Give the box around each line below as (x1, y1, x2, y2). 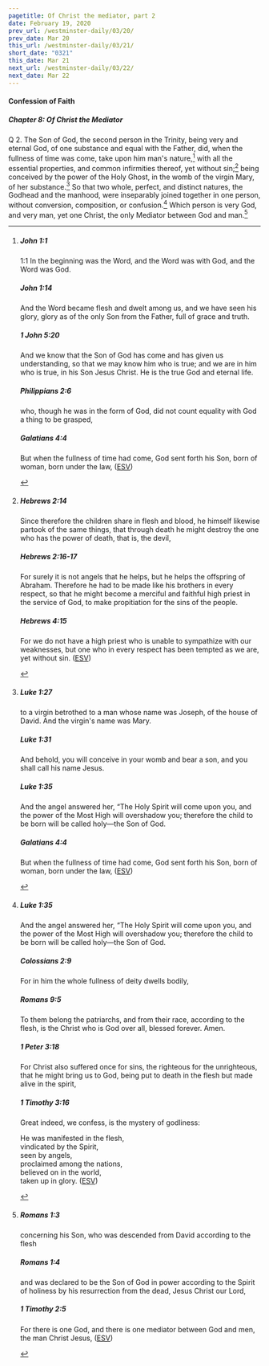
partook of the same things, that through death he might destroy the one (19, 525, 259, 534)
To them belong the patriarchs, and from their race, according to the (19, 1015, 246, 1024)
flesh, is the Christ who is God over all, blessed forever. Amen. (19, 1024, 226, 1033)
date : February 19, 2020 (8, 19, 91, 27)
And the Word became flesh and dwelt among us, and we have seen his (19, 303, 257, 313)
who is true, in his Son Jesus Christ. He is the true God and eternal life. (19, 367, 254, 378)
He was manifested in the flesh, (19, 1133, 125, 1143)
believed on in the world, (19, 1167, 102, 1177)
